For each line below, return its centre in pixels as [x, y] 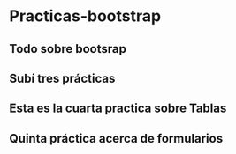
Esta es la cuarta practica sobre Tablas [118, 109]
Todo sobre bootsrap [68, 49]
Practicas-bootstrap [85, 16]
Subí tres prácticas [62, 78]
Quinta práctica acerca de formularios [116, 138]
